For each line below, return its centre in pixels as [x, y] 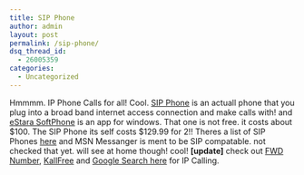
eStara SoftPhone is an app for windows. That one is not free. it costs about [151, 122]
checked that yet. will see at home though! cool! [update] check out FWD [147, 151]
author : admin [36, 26]
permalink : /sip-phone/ [54, 43]
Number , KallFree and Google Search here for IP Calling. [114, 160]
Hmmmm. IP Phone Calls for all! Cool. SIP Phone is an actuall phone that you [152, 102]
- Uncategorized [48, 77]
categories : [32, 69]
